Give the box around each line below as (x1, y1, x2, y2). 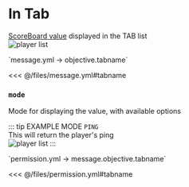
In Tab (8, 5, 50, 23)
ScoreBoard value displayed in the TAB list (8, 31, 148, 41)
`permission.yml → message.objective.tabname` (8, 154, 167, 164)
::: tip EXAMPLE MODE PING (8, 122, 99, 131)
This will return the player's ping (8, 131, 114, 140)
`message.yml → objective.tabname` (8, 55, 128, 64)
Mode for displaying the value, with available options (8, 107, 182, 116)
